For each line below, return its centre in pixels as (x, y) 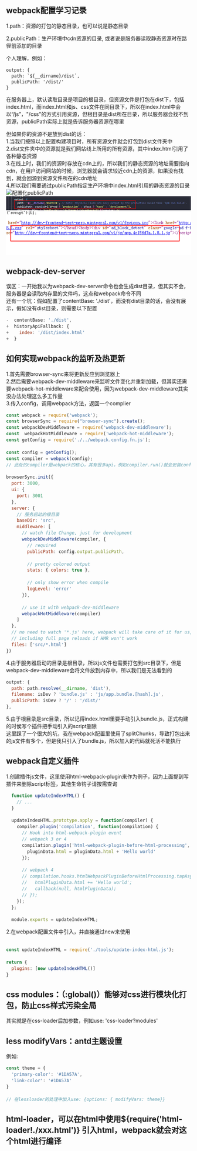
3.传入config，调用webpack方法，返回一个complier (68, 403)
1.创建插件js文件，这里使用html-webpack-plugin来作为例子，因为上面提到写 (97, 776)
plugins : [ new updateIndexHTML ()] (53, 968)
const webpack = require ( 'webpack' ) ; (52, 415)
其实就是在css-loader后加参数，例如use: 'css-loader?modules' (82, 1021)
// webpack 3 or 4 (44, 839)
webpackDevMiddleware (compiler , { (64, 539)
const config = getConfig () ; (42, 452)
